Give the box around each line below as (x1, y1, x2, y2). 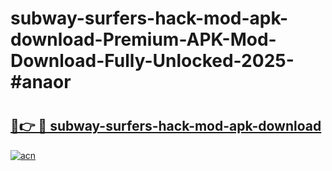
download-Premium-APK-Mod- (10, 28, 277, 51)
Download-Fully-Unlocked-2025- (10, 50, 295, 72)
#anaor (10, 71, 72, 94)
